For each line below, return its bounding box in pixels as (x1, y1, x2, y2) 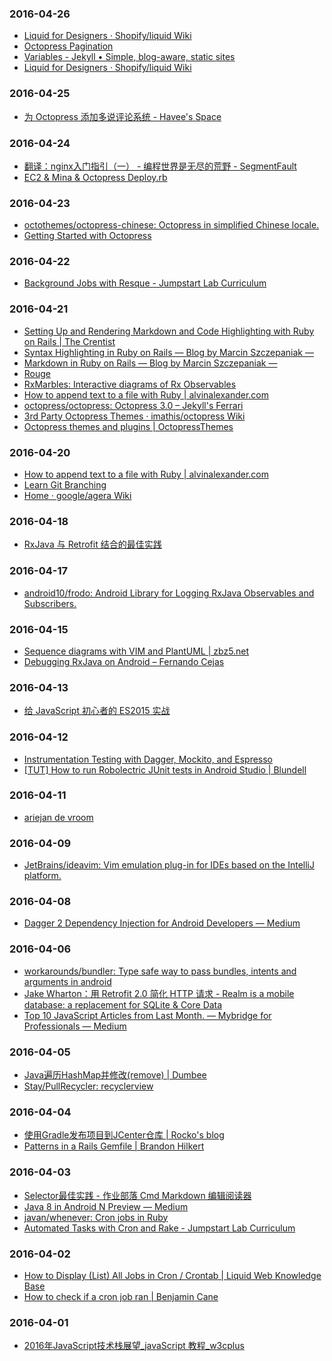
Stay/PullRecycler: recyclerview (23, 1080, 154, 1092)
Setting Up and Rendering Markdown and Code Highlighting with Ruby (23, 325, 315, 337)
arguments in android (23, 975, 112, 987)
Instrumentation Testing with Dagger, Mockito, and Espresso (23, 753, 274, 765)
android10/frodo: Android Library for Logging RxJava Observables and (23, 587, 315, 599)
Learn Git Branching (23, 479, 107, 491)
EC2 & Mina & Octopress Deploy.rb (23, 171, 168, 183)
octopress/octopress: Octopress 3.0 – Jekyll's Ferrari (23, 399, 244, 411)
